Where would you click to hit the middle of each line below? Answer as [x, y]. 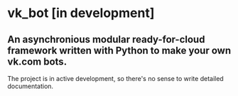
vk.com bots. [37, 62]
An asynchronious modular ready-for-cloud [106, 39]
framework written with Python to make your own [119, 50]
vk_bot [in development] [81, 13]
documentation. [31, 86]
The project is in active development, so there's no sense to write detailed [115, 79]
